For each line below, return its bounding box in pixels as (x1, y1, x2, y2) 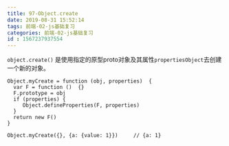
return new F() (13, 114, 57, 121)
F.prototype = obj (13, 90, 67, 97)
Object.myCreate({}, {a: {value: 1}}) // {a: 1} (7, 132, 162, 139)
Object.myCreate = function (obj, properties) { (7, 78, 153, 85)
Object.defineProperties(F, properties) (22, 102, 140, 109)
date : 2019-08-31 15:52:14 (7, 17, 85, 23)
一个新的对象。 (7, 64, 50, 72)
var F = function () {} (13, 84, 85, 91)
